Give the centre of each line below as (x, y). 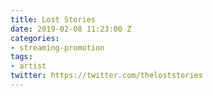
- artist (28, 66)
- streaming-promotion (57, 47)
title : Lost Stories (53, 19)
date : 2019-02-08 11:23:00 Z (71, 29)
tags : (21, 57)
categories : (35, 38)
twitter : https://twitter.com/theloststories (106, 76)
